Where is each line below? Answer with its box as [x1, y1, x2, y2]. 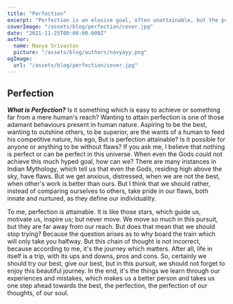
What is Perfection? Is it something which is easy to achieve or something [7, 105, 221, 115]
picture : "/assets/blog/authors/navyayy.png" [13, 49, 148, 56]
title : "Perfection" [7, 10, 67, 17]
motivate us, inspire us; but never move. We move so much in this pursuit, [7, 215, 218, 223]
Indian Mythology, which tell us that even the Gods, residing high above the [7, 164, 223, 174]
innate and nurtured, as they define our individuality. [7, 194, 157, 203]
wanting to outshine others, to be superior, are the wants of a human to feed [7, 128, 225, 136]
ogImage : [7, 56, 33, 62]
